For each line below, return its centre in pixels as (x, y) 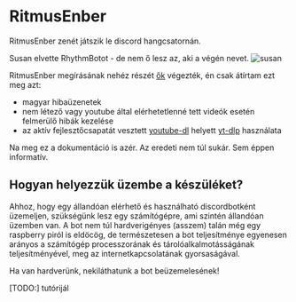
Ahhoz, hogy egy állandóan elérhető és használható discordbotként (132, 206)
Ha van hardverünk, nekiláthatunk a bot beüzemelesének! (114, 270)
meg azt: (25, 84)
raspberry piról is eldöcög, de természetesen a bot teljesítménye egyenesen (148, 234)
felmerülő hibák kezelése (67, 121)
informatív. (29, 156)
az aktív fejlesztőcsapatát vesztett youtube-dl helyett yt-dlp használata (152, 130)
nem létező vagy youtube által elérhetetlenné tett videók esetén (138, 111)
